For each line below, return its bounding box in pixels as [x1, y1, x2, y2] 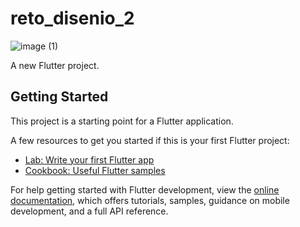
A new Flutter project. [10, 59, 100, 71]
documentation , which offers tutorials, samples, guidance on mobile [10, 194, 290, 206]
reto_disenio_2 [10, 7, 135, 30]
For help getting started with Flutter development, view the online [10, 183, 280, 196]
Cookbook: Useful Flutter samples [24, 164, 166, 176]
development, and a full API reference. [10, 205, 169, 217]
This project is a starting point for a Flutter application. [10, 115, 234, 127]
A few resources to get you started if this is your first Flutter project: [10, 134, 290, 146]
